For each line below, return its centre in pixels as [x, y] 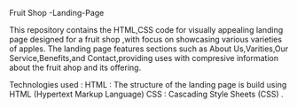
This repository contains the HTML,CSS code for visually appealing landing [146, 30]
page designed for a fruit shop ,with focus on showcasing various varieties [145, 39]
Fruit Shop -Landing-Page [57, 13]
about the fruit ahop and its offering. [75, 67]
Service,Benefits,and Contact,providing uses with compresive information [144, 58]
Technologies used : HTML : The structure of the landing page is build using [148, 85]
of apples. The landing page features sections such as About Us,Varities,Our [149, 49]
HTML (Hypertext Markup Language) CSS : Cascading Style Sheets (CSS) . [146, 94]
